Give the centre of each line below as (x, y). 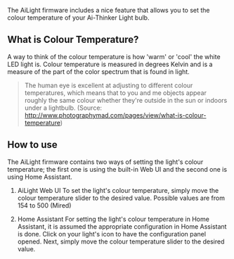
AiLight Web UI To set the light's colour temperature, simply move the (118, 190)
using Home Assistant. (40, 177)
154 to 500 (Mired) (44, 205)
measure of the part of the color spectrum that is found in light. (98, 71)
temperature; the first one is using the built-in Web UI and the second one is (117, 169)
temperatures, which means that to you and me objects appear (116, 93)
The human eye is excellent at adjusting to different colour (109, 85)
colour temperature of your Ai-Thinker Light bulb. (78, 18)
